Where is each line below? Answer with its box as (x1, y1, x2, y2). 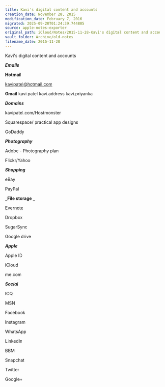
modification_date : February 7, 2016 (5, 16, 82, 21)
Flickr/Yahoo (5, 157, 31, 163)
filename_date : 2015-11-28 (5, 39, 60, 44)
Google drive (5, 233, 31, 239)
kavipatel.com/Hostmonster (5, 110, 61, 115)
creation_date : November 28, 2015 (5, 12, 76, 17)
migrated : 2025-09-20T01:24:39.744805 (5, 21, 84, 26)
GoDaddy (5, 129, 25, 135)
